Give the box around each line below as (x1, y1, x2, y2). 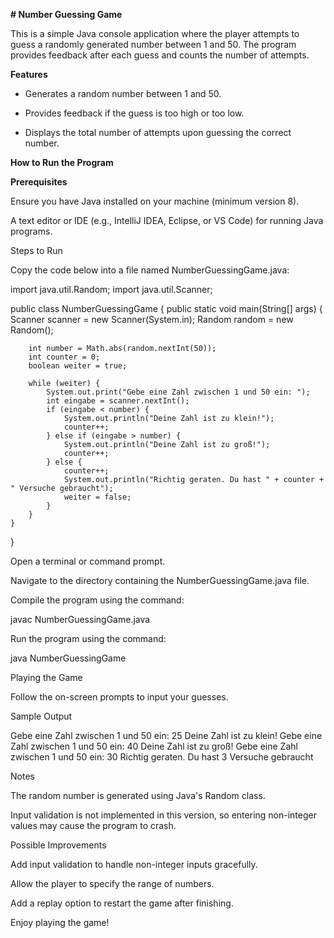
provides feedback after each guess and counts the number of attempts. (10, 49, 310, 61)
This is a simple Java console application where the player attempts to (10, 28, 300, 39)
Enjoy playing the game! (10, 917, 110, 928)
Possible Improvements (10, 839, 107, 851)
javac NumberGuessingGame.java (10, 614, 151, 625)
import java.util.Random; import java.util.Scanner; (10, 284, 213, 295)
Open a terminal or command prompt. (10, 555, 166, 567)
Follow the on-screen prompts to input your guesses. (10, 691, 229, 703)
